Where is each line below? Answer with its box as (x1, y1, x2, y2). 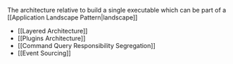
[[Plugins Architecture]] (17, 34, 86, 42)
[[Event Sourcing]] (17, 49, 72, 57)
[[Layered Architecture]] (17, 27, 88, 35)
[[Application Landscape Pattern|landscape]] (7, 13, 138, 22)
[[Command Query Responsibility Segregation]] (17, 42, 156, 49)
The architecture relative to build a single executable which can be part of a (7, 6, 227, 14)
